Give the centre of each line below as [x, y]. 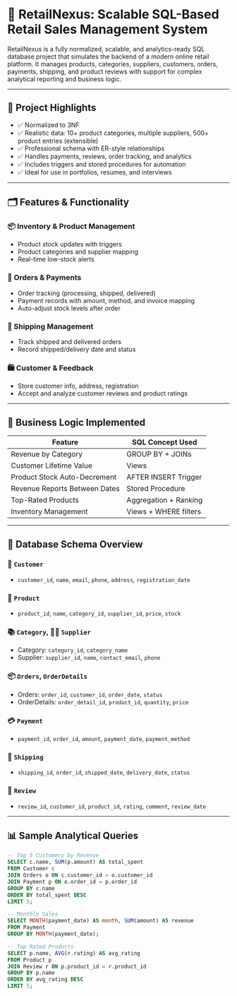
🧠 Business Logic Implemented [77, 422]
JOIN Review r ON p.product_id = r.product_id [77, 966]
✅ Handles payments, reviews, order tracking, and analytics [104, 156]
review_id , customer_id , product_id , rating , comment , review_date [112, 806]
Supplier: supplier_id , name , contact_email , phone [89, 658]
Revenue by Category [47, 454]
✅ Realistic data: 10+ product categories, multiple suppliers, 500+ [113, 133]
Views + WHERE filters [164, 511]
